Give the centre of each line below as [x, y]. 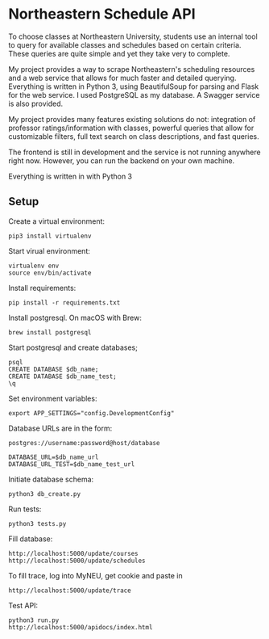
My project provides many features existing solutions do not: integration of [132, 119]
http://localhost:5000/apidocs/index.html [81, 627]
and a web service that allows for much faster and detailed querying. [122, 78]
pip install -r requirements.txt [64, 303]
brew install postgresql [50, 332]
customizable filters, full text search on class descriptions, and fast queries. [134, 136]
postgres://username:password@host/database [84, 443]
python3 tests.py [37, 523]
